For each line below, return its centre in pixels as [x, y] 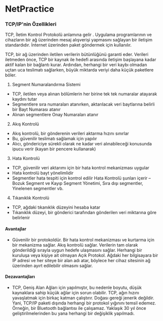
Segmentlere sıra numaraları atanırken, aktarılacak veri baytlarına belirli [83, 104]
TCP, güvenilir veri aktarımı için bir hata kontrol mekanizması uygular [81, 168]
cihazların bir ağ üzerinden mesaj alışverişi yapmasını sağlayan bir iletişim [79, 40]
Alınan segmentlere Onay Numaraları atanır [55, 115]
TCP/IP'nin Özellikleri [31, 24]
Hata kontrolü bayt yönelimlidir [43, 173]
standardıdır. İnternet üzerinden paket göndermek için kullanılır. [68, 45]
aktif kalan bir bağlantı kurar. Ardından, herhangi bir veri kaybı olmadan [76, 65]
